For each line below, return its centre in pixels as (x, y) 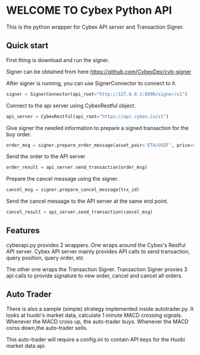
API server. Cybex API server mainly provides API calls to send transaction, (98, 251)
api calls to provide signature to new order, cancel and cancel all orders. (95, 276)
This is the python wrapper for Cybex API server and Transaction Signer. (95, 27)
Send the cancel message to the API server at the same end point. (87, 201)
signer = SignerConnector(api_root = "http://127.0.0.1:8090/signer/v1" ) (97, 94)
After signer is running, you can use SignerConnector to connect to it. (91, 83)
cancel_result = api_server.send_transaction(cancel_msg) (79, 212)
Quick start (27, 46)
